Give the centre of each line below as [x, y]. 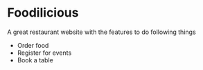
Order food [33, 45]
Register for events [44, 53]
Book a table [35, 60]
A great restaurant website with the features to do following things [101, 32]
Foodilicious [43, 13]
